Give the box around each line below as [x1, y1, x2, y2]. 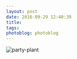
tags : [6, 25, 19, 31]
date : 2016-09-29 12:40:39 [6, 14, 72, 20]
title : [6, 19, 22, 25]
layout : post [6, 8, 38, 15]
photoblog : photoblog [6, 30, 59, 36]
